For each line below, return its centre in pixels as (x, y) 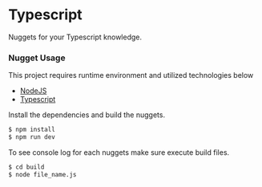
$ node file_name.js (43, 174)
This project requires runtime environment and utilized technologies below (131, 75)
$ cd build (26, 167)
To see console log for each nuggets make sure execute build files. (119, 152)
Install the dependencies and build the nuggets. (87, 115)
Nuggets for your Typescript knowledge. (75, 37)
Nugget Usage (37, 58)
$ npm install (32, 130)
